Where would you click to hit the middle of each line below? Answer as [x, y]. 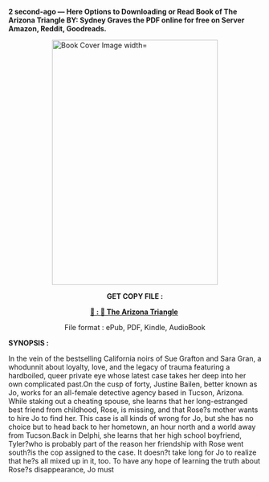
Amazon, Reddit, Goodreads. [57, 29]
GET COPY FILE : [135, 296]
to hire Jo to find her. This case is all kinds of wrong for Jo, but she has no [131, 418]
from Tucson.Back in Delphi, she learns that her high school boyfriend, [125, 435]
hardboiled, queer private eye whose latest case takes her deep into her [127, 376]
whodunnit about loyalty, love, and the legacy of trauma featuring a [119, 367]
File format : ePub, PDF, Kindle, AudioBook [135, 327]
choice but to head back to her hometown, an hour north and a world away [132, 427]
